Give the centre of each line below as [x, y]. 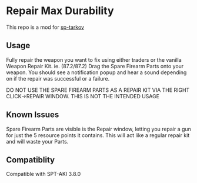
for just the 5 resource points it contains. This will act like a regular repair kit [98, 135]
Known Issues [33, 115]
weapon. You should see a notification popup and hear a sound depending [96, 72]
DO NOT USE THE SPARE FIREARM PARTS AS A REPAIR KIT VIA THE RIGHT [98, 90]
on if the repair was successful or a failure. [58, 78]
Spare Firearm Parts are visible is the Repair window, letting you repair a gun [98, 129]
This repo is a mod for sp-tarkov [45, 27]
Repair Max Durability [60, 11]
